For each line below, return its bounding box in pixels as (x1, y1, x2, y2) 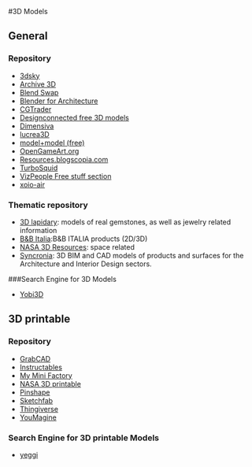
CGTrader (19, 104, 52, 113)
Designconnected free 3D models (19, 113, 130, 122)
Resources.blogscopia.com (19, 154, 109, 164)
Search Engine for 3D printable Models (8, 432, 160, 443)
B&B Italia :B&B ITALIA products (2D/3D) (19, 234, 148, 243)
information (19, 225, 57, 235)
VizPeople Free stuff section (19, 171, 112, 180)
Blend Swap (19, 87, 59, 97)
